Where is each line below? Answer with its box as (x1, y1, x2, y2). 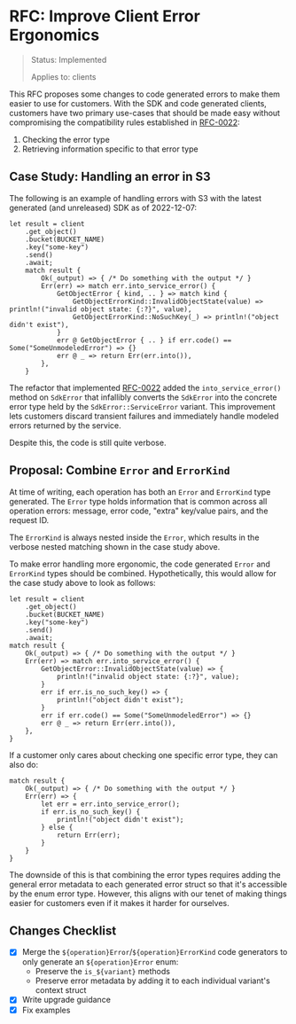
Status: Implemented (30, 54, 107, 65)
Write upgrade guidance (21, 995, 111, 1005)
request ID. (9, 514, 50, 525)
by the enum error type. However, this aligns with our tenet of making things (9, 888, 287, 899)
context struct (35, 985, 87, 996)
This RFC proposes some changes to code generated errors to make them (9, 89, 281, 99)
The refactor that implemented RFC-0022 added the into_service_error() (9, 382, 282, 393)
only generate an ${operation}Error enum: (21, 957, 179, 967)
